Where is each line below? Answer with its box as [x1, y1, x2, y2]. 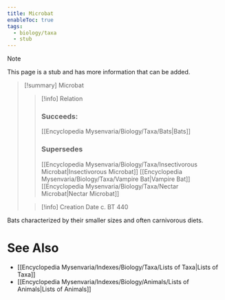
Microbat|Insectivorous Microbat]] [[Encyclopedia [41, 167, 182, 175]
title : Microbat [7, 10, 54, 17]
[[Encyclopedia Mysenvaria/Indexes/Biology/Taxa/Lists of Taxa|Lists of [17, 263, 219, 271]
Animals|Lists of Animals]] [17, 285, 92, 293]
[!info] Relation [41, 94, 83, 103]
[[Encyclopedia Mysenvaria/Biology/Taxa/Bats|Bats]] [41, 127, 191, 136]
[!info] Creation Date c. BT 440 [41, 202, 129, 211]
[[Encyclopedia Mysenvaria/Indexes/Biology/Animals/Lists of [17, 277, 189, 286]
